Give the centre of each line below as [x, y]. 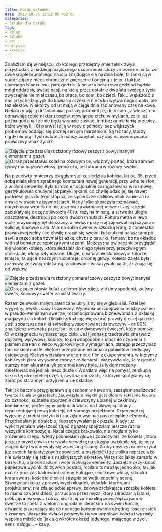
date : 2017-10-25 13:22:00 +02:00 [40, 14]
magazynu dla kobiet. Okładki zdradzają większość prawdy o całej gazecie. [80, 318]
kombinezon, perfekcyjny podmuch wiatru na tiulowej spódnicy [68, 405]
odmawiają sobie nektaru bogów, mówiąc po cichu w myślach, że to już [76, 116]
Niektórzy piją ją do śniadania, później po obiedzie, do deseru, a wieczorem [80, 110]
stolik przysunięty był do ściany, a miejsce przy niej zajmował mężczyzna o [80, 222]
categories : [17, 18]
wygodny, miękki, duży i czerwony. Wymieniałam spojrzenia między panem [80, 308]
